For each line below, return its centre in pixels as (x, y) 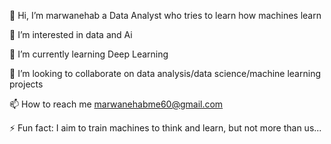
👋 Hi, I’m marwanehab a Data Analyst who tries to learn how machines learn (165, 15)
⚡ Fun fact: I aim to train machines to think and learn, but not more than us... (165, 128)
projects (26, 84)
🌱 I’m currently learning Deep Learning (89, 54)
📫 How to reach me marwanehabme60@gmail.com (116, 104)
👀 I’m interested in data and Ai (71, 34)
